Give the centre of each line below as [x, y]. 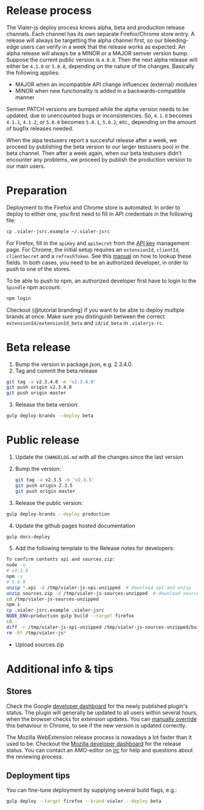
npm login [19, 298]
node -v [16, 565]
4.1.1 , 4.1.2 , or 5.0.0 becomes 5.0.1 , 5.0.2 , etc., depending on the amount [101, 122]
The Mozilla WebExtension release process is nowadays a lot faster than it [99, 737]
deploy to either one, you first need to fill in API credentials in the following [100, 214]
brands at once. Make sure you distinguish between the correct [86, 316]
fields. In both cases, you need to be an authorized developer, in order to [97, 263]
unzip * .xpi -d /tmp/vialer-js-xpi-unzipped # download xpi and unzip [99, 588]
